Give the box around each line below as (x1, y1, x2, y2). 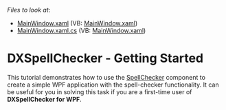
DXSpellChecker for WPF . (7, 95, 82, 103)
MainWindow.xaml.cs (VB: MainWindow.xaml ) (16, 27, 146, 34)
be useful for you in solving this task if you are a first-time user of (7, 87, 192, 96)
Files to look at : (7, 6, 51, 14)
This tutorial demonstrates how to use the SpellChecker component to (7, 73, 206, 81)
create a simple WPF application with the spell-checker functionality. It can (7, 80, 219, 89)
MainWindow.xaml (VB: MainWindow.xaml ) (16, 19, 138, 27)
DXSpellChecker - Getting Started (7, 51, 204, 66)
